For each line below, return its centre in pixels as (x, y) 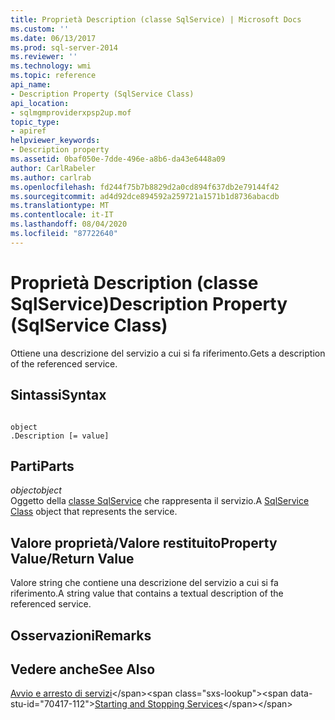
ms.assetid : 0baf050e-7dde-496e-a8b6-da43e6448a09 (118, 159)
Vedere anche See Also (83, 669)
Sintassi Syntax (58, 395)
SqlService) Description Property (149, 303)
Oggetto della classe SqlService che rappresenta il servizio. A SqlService (160, 501)
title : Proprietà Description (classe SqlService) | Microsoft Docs (156, 19)
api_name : (31, 85)
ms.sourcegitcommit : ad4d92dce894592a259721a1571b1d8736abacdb (145, 196)
